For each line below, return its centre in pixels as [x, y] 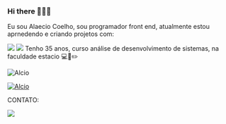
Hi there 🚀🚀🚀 [29, 11]
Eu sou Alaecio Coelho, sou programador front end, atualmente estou [109, 27]
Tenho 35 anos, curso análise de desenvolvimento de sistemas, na [122, 49]
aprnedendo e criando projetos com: [61, 34]
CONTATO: [23, 100]
